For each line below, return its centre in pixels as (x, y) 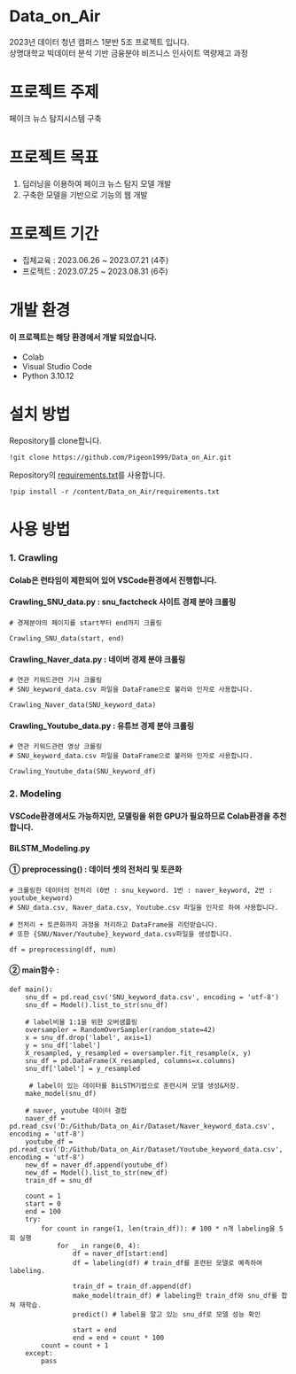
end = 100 (43, 1211)
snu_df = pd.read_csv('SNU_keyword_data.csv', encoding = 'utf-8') (152, 997)
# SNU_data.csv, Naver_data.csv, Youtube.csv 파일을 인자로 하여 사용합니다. (144, 907)
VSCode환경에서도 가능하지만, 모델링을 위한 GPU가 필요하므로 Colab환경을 (140, 816)
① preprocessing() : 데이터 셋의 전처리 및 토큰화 (96, 869)
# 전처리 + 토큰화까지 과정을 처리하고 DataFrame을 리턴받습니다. (114, 924)
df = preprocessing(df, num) (63, 950)
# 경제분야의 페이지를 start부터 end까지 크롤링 (86, 623)
